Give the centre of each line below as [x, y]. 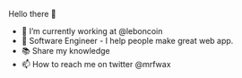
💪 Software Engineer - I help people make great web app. [127, 41]
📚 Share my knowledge [65, 51]
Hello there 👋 [33, 14]
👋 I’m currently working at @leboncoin [92, 31]
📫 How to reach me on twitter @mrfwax [96, 64]
